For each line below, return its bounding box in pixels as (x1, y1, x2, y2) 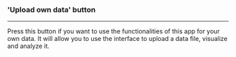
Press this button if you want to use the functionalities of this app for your (7, 27, 220, 35)
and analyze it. (7, 42, 50, 50)
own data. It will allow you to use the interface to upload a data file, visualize (7, 35, 228, 43)
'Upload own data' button (7, 5, 96, 15)
